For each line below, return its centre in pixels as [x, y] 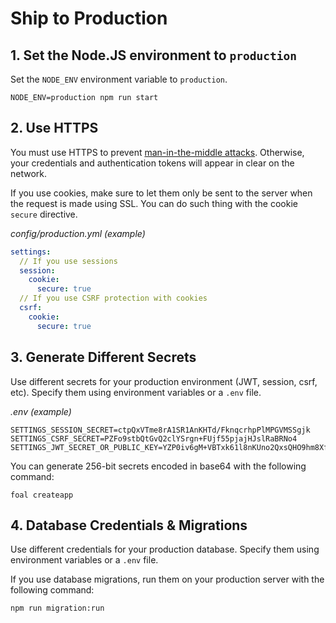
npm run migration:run [57, 608]
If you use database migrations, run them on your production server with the [167, 579]
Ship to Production [89, 18]
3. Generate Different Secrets [103, 357]
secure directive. [44, 214]
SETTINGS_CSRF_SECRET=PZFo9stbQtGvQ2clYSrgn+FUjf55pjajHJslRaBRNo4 [154, 438]
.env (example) [41, 411]
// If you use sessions [68, 261]
